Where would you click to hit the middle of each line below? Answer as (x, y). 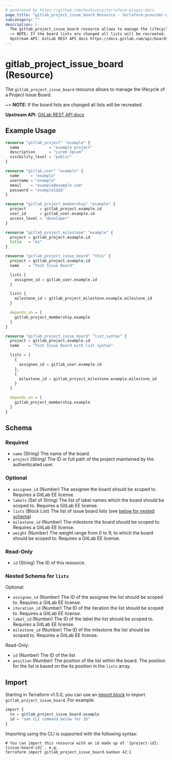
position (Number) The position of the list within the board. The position (89, 661)
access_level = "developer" (40, 218)
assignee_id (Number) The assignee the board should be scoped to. (85, 489)
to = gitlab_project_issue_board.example (55, 714)
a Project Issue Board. (29, 94)
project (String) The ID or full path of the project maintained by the (83, 459)
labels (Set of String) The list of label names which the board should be (88, 500)
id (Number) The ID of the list (44, 655)
